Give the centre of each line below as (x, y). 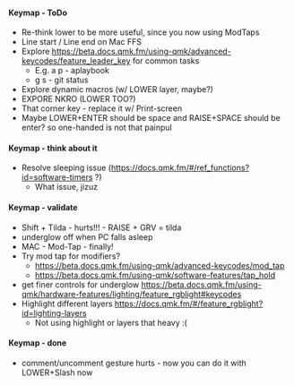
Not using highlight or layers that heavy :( (111, 322)
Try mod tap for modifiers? (71, 256)
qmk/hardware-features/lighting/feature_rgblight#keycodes (131, 294)
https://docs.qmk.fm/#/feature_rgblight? (189, 304)
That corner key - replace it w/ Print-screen (102, 108)
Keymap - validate (43, 207)
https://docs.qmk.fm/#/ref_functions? (180, 168)
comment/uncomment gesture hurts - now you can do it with (134, 363)
